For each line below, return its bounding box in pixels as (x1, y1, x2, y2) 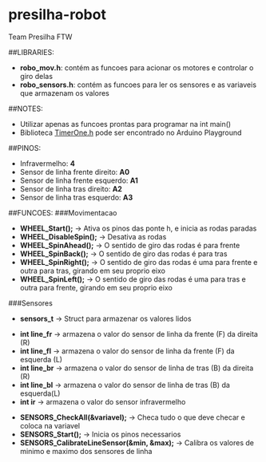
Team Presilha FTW (8, 32, 73, 41)
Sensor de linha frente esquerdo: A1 (19, 176, 138, 185)
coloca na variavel (19, 421, 81, 430)
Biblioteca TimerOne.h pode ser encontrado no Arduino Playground (19, 128, 242, 137)
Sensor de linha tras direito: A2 (19, 184, 122, 193)
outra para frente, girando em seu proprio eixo (19, 282, 173, 292)
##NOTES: (8, 104, 44, 113)
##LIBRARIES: (8, 47, 54, 57)
